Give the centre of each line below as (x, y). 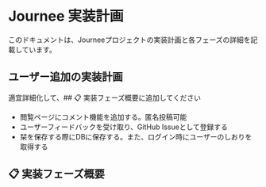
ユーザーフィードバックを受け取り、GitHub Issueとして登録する (124, 127)
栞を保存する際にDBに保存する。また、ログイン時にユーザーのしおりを (136, 136)
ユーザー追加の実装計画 (66, 77)
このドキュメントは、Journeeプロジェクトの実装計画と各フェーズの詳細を (130, 40)
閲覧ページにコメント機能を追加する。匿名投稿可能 (103, 116)
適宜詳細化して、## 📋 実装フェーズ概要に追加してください (104, 97)
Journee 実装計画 (66, 16)
